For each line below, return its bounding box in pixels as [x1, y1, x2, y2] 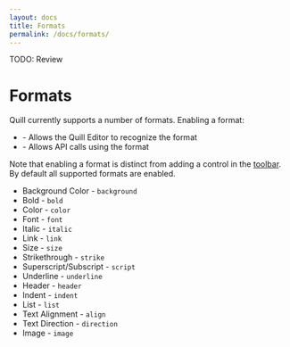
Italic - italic [21, 224, 73, 235]
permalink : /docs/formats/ [9, 29, 110, 38]
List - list [21, 300, 61, 310]
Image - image [21, 327, 74, 339]
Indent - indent [21, 290, 79, 301]
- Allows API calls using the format [21, 142, 150, 153]
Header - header [21, 280, 82, 291]
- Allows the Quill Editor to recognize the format [21, 132, 198, 143]
